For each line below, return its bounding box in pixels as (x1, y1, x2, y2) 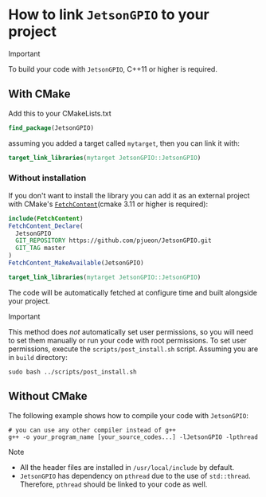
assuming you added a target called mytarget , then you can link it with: (8, 138, 241, 148)
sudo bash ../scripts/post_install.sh (8, 368, 137, 376)
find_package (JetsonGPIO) (8, 123, 94, 132)
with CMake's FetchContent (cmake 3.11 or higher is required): (8, 199, 209, 209)
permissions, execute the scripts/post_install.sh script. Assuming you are (8, 344, 259, 354)
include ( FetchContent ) (8, 214, 84, 222)
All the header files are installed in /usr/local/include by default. (19, 462, 235, 472)
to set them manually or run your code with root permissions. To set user (8, 335, 247, 345)
